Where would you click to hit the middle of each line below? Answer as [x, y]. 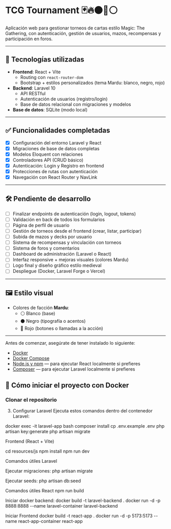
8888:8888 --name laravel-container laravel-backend [62, 506]
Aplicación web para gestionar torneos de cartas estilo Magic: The [75, 28]
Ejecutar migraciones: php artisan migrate [49, 471]
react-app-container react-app [50, 521]
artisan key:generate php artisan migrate [48, 431]
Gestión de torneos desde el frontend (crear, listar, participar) [77, 231]
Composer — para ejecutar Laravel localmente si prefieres [74, 369]
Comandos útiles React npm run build [45, 491]
